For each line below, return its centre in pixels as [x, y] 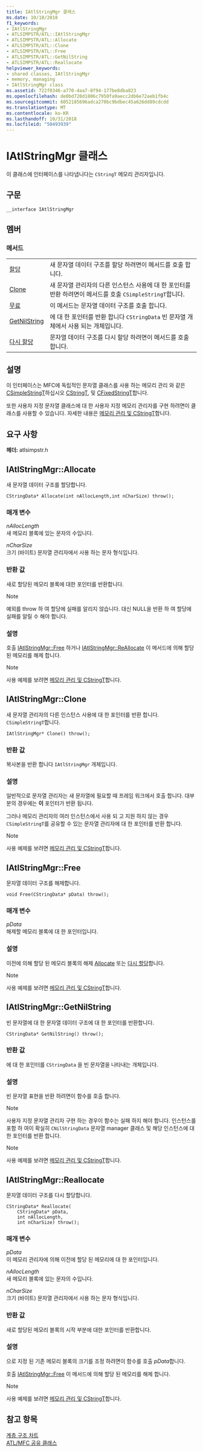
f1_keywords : [23, 23]
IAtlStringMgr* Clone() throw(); [48, 734]
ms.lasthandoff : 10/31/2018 [42, 119]
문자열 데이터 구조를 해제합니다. [43, 883]
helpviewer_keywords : [34, 68]
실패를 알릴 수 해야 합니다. [37, 616]
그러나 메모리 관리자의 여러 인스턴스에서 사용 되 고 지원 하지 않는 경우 [88, 816]
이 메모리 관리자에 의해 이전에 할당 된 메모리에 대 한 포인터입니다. [83, 1260]
